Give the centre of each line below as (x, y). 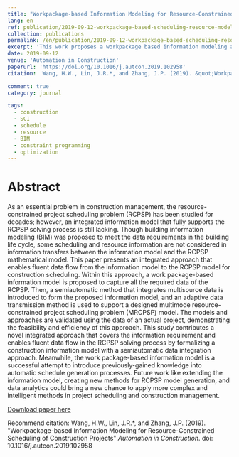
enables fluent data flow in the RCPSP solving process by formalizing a (111, 343)
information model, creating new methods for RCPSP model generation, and (118, 380)
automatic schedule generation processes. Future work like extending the (115, 373)
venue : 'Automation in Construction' (63, 60)
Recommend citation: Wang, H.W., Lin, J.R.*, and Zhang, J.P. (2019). (107, 423)
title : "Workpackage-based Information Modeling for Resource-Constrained (121, 14)
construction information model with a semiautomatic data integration (109, 350)
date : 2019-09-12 (33, 54)
